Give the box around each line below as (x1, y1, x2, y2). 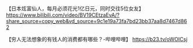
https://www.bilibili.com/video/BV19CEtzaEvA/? (6, 12, 120, 19)
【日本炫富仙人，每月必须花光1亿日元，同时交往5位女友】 (6, 5, 144, 12)
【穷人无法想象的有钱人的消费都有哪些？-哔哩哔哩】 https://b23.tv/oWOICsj (6, 36, 188, 42)
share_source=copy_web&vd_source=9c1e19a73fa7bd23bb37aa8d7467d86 (6, 18, 188, 24)
